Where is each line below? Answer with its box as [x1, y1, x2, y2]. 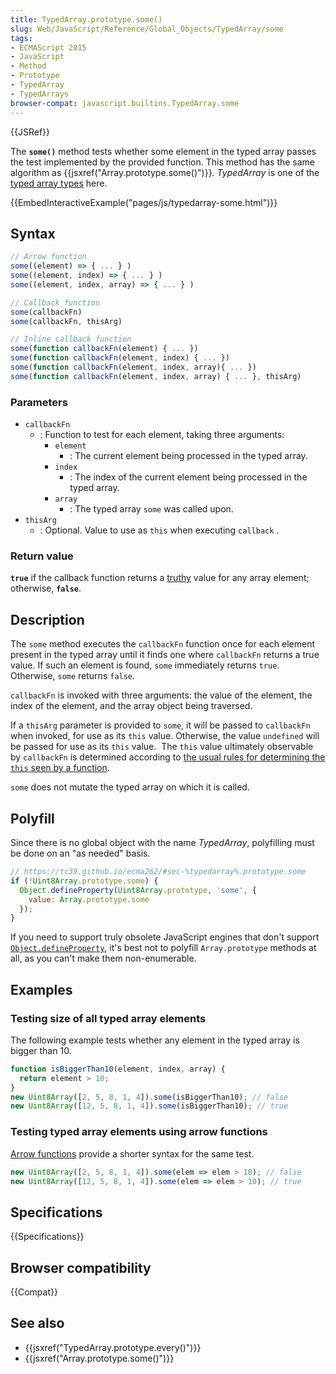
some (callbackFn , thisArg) [10, 316, 123, 326]
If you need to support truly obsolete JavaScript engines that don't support [10, 931, 320, 943]
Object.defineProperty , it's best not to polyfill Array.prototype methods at [10, 942, 317, 954]
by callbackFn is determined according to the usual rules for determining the [10, 751, 326, 763]
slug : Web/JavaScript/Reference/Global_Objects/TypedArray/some [10, 24, 284, 34]
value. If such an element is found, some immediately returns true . [10, 659, 280, 671]
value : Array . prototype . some [28, 894, 150, 905]
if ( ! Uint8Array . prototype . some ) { [10, 876, 159, 886]
